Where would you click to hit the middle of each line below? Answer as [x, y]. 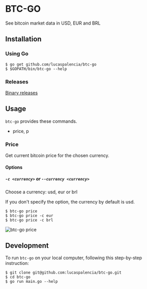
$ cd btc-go [18, 277]
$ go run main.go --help [32, 282]
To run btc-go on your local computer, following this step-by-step [74, 258]
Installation [23, 39]
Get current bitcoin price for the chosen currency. [57, 155]
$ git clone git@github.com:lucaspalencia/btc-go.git [64, 273]
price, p [21, 131]
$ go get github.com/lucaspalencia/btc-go [51, 64]
